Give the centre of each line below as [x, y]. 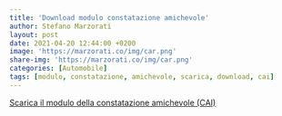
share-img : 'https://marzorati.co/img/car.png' [101, 60]
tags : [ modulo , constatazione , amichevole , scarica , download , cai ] [142, 77]
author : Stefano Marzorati [60, 26]
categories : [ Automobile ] [58, 69]
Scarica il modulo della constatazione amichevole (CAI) [113, 102]
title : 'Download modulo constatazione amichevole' [109, 18]
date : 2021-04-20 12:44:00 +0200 [73, 43]
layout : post [34, 34]
